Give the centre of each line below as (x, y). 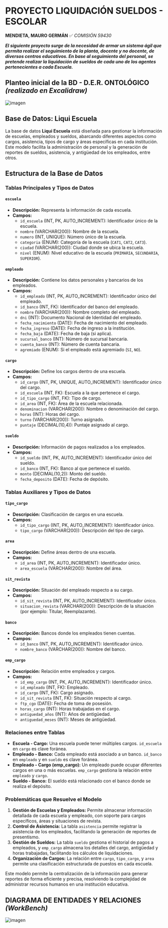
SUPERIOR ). (31, 258)
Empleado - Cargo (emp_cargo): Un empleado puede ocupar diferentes (87, 765)
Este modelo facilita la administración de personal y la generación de (76, 147)
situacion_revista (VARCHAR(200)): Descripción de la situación (87, 606)
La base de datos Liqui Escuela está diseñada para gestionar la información (84, 131)
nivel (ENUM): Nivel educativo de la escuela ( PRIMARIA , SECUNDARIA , (90, 253)
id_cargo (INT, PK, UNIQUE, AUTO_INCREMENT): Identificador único (91, 382)
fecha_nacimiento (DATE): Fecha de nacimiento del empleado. (84, 323)
